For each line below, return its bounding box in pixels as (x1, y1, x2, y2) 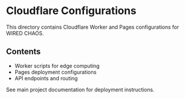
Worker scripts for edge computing (14, 62, 100, 69)
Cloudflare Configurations (6, 4, 137, 18)
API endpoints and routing (14, 74, 78, 81)
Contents (6, 47, 41, 57)
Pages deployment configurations (14, 69, 97, 76)
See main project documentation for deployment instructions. (6, 86, 154, 93)
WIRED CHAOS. (6, 29, 44, 36)
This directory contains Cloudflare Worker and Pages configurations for (6, 23, 179, 30)
